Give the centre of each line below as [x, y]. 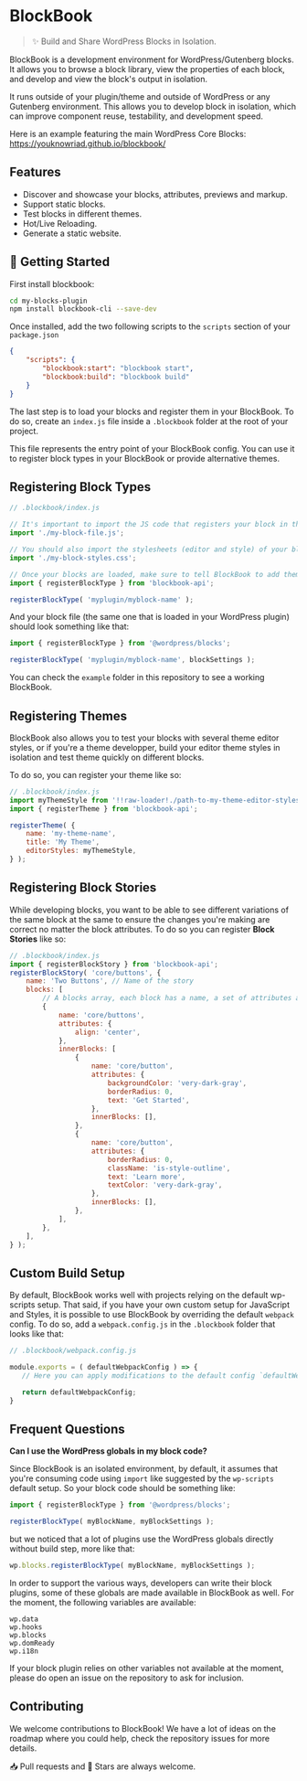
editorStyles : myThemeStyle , [81, 851]
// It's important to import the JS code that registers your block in [148, 525]
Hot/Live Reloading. [60, 223]
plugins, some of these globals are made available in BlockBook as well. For [152, 1593]
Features [35, 172]
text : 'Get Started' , [148, 1100]
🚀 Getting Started [60, 262]
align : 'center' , [108, 1032]
